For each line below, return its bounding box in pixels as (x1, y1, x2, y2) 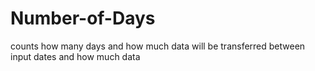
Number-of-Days (10, 7, 156, 30)
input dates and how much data (10, 50, 141, 62)
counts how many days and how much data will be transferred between (10, 40, 306, 52)
